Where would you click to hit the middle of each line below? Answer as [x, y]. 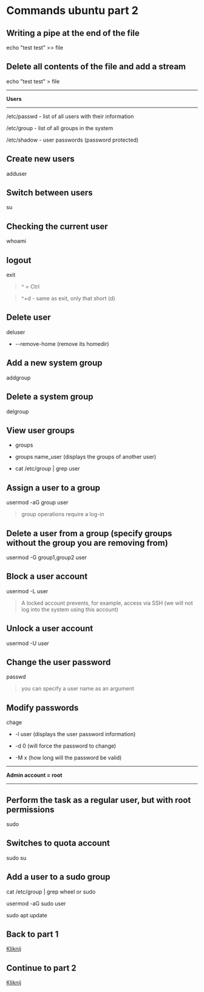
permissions [30, 809]
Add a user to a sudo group [58, 877]
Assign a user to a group [53, 488]
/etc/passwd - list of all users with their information [70, 116]
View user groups [40, 430]
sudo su [16, 858]
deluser [16, 332]
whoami [16, 241]
